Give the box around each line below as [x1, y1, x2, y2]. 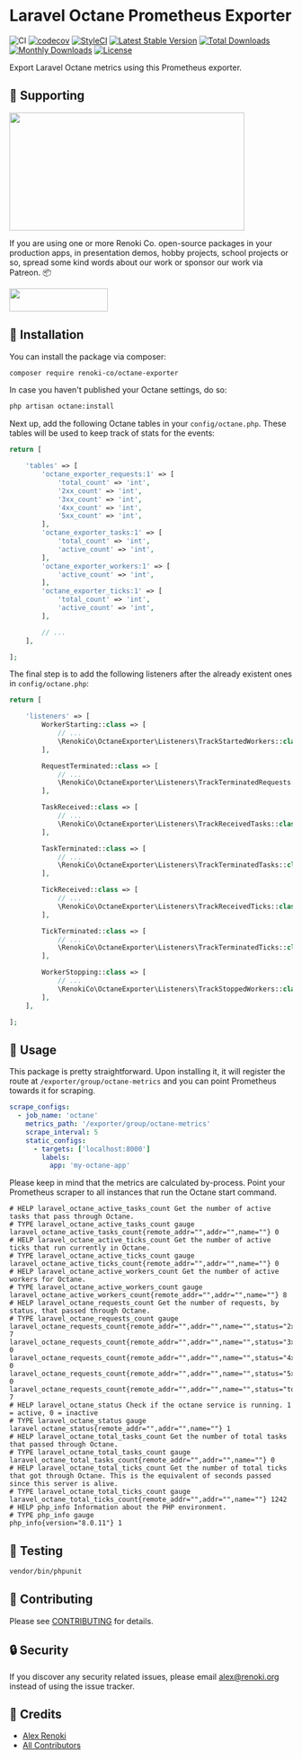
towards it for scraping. [9, 1085, 96, 1096]
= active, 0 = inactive [9, 1409, 99, 1418]
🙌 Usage [9, 1042, 57, 1057]
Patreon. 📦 [9, 267, 52, 278]
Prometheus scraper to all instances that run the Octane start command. [9, 1187, 277, 1198]
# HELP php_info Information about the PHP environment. [9, 1503, 227, 1512]
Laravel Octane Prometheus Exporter [9, 5, 292, 26]
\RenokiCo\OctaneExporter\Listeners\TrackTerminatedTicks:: [57, 943, 288, 952]
